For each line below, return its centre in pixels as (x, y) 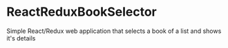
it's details (21, 38)
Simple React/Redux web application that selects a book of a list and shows (114, 31)
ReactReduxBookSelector (82, 12)
